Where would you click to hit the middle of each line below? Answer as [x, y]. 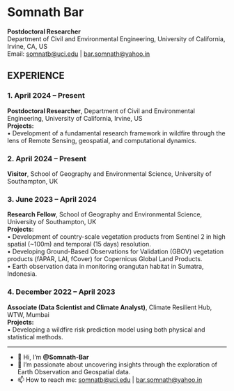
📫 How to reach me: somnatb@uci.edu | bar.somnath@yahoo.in [110, 379]
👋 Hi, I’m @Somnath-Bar [53, 357]
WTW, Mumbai [29, 314]
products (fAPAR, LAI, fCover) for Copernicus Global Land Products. [105, 259]
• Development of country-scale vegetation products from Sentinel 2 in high [117, 237]
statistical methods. [36, 337]
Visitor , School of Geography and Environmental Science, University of [109, 174]
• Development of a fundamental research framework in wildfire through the [116, 133]
